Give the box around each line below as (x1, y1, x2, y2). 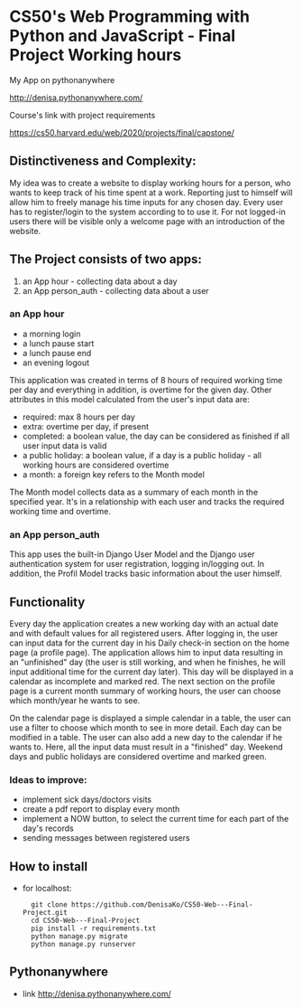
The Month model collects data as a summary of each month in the (9, 486, 259, 497)
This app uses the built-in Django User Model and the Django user (9, 549, 255, 560)
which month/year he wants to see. (9, 694, 141, 706)
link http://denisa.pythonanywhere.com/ (22, 988, 171, 999)
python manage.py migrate (31, 932, 128, 941)
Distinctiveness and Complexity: (9, 154, 197, 169)
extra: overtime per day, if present (22, 420, 150, 431)
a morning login (22, 328, 81, 339)
